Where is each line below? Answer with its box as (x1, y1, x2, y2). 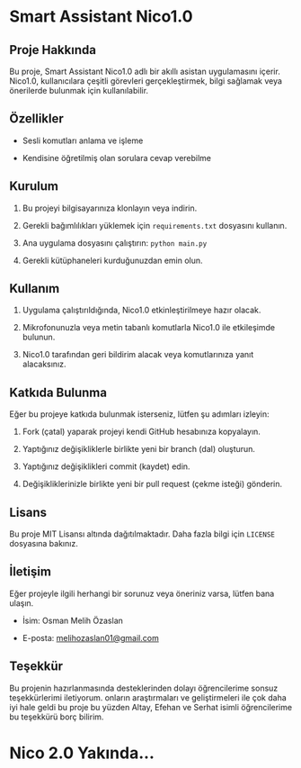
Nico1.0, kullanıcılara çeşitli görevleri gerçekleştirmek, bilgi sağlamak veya (9, 76, 283, 86)
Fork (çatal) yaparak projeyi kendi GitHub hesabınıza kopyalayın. (22, 426, 261, 438)
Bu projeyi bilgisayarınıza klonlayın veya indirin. (22, 203, 198, 213)
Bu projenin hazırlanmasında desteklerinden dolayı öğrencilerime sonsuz (9, 682, 279, 693)
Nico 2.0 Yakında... (9, 743, 155, 763)
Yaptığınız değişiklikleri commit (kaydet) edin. (22, 461, 190, 472)
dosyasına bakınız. (9, 538, 78, 549)
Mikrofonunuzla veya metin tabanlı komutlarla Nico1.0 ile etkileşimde (22, 322, 276, 333)
